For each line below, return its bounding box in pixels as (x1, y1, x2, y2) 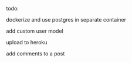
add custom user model (6, 27, 63, 34)
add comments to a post (6, 50, 65, 57)
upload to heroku (6, 39, 48, 45)
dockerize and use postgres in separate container (6, 16, 126, 23)
